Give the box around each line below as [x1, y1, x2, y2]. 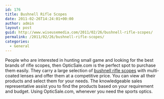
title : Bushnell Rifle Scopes [5, 12, 67, 17]
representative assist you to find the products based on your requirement [5, 83, 154, 89]
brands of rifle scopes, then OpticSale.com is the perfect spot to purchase [5, 62, 156, 68]
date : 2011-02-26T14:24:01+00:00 [5, 16, 74, 21]
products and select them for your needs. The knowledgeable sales [5, 78, 142, 84]
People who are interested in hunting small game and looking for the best [5, 57, 154, 63]
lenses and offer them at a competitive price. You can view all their [20, 73, 156, 78]
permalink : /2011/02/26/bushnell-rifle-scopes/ [5, 35, 105, 40]
